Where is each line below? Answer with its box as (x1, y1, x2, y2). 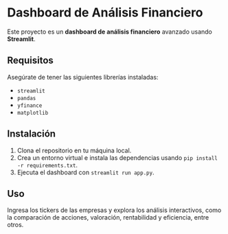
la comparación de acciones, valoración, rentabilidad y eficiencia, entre (7, 213, 209, 222)
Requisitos (7, 55, 54, 67)
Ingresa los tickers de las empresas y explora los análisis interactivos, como (7, 206, 222, 214)
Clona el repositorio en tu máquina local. (16, 146, 132, 154)
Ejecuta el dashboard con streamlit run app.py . (16, 168, 155, 176)
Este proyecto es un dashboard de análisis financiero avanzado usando (7, 27, 213, 36)
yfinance (16, 102, 43, 109)
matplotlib (16, 109, 49, 116)
